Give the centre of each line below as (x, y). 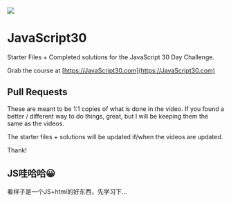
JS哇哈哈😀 (31, 173)
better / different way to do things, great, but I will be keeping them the (108, 116)
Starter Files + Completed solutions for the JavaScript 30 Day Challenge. (111, 57)
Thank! (17, 150)
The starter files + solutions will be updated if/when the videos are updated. (115, 137)
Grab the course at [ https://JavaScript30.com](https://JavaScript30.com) (111, 70)
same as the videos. (36, 123)
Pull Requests (37, 92)
